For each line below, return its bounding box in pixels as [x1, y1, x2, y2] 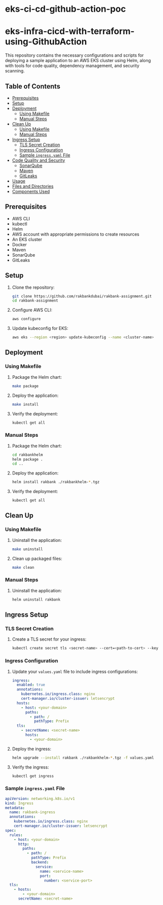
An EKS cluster [12, 236, 42, 242]
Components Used [12, 188, 50, 194]
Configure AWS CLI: [12, 307, 53, 313]
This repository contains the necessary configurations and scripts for [5, 52, 144, 58]
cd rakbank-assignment [12, 298, 58, 303]
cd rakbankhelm [12, 452, 43, 457]
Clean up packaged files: [12, 556, 62, 561]
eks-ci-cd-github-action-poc [5, 3, 126, 15]
